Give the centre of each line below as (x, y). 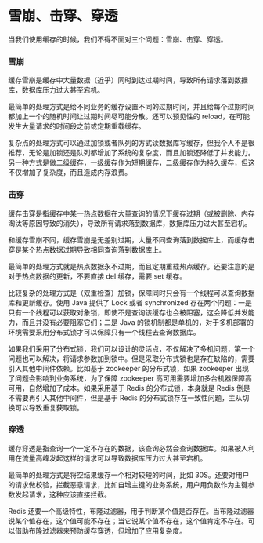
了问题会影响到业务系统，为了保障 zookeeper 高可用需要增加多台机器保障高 (130, 378)
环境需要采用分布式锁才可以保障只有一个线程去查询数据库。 (104, 332)
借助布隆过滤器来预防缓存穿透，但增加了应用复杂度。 (100, 530)
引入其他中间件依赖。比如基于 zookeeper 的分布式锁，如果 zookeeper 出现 (128, 368)
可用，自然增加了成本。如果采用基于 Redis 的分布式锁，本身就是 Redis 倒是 (129, 388)
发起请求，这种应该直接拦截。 (63, 494)
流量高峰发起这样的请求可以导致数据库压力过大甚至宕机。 (114, 458)
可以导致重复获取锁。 (49, 407)
